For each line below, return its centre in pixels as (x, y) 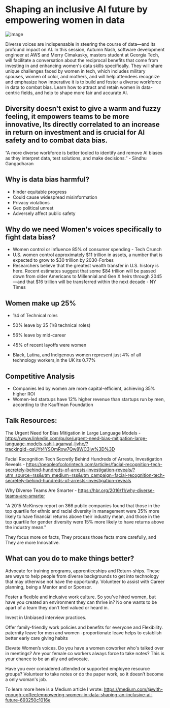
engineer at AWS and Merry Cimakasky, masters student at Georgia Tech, (82, 55)
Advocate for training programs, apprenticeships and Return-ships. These (82, 571)
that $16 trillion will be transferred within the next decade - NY (91, 282)
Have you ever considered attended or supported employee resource (78, 668)
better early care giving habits (37, 638)
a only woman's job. (26, 679)
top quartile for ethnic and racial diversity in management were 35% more (82, 511)
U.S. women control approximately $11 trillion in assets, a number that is (88, 255)
